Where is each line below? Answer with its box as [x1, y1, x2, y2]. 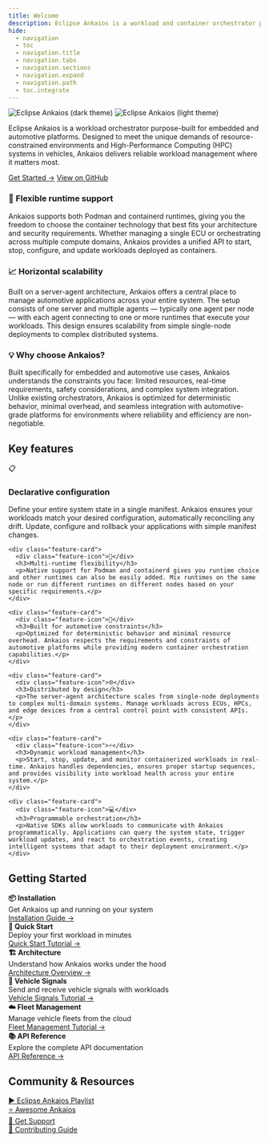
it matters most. [8, 158, 60, 167]
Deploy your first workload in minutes [8, 930, 132, 940]
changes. [8, 530, 39, 540]
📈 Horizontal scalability [8, 266, 104, 277]
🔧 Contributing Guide [8, 1125, 78, 1134]
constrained [8, 141, 48, 150]
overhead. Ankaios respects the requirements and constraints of [8, 637, 231, 645]
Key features [8, 442, 74, 455]
